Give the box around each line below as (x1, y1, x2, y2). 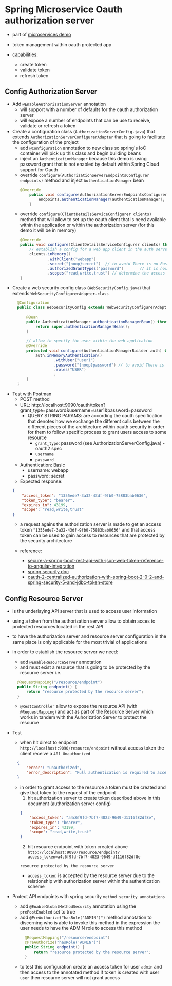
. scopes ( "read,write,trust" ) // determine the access (47, 271, 165, 276)
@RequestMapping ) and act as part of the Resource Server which (20, 708, 154, 715)
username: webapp (27, 467, 69, 473)
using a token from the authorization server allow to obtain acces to (12, 618, 156, 624)
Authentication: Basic (20, 462, 65, 468)
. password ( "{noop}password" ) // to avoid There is (53, 362, 165, 368)
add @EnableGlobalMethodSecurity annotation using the (20, 903, 137, 909)
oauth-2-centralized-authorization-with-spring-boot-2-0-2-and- (27, 574, 165, 580)
